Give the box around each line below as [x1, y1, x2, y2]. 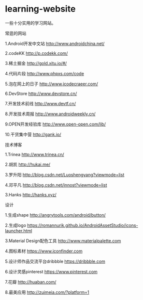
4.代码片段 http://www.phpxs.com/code [5, 70, 85, 76]
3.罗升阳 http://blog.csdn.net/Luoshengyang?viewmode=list [5, 172, 125, 177]
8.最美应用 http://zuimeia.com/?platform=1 [5, 289, 89, 295]
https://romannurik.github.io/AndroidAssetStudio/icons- [27, 222, 139, 228]
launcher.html [5, 228, 32, 234]
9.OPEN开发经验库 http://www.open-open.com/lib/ [5, 121, 106, 127]
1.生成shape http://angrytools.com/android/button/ [5, 212, 106, 218]
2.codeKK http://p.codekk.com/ [5, 50, 68, 56]
